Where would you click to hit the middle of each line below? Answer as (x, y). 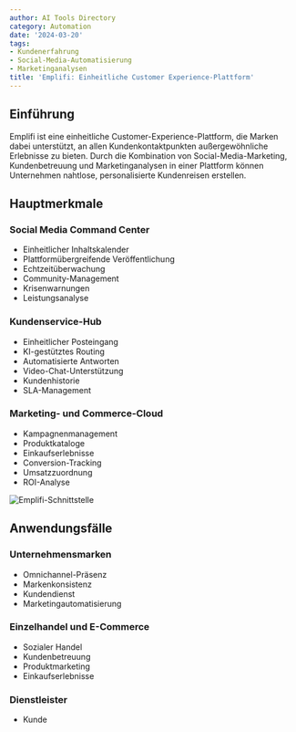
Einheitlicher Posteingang (70, 341)
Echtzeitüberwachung (64, 269)
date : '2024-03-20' (46, 35)
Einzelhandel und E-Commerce (80, 627)
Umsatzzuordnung (57, 472)
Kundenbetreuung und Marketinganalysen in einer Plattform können (137, 165)
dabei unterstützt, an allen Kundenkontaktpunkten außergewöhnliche (139, 146)
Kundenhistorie (51, 381)
